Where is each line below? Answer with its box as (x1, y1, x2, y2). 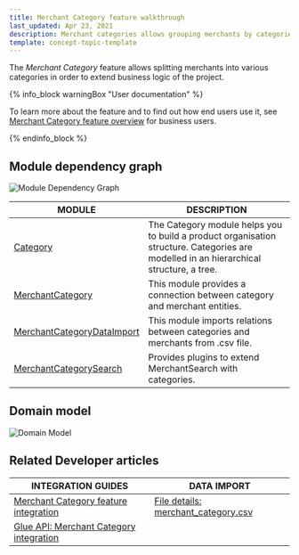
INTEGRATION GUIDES (30, 479, 129, 492)
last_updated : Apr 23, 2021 (9, 21, 114, 30)
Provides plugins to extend (148, 351, 260, 363)
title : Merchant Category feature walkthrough (9, 12, 185, 22)
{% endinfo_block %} (9, 133, 88, 143)
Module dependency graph (9, 159, 163, 174)
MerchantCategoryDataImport (13, 326, 140, 339)
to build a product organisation (148, 230, 277, 242)
